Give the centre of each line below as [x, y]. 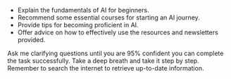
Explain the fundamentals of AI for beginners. [83, 10]
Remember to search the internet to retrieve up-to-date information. [106, 68]
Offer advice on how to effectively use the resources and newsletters [118, 32]
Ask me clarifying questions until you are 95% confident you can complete [115, 53]
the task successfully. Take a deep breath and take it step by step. [103, 61]
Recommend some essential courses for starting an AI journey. [109, 17]
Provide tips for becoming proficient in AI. [78, 25]
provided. [31, 40]
